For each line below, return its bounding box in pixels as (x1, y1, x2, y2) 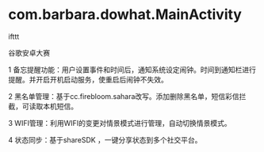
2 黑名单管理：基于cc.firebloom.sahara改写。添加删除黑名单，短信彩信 (8, 91, 239, 101)
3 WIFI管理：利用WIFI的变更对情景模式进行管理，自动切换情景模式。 (8, 118, 231, 127)
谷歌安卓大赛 (8, 47, 50, 57)
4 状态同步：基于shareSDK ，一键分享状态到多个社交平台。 (8, 135, 202, 144)
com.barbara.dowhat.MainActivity (8, 6, 242, 24)
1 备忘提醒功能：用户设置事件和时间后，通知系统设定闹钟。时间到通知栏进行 (8, 65, 256, 74)
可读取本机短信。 (21, 101, 78, 111)
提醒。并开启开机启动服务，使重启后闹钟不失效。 (8, 74, 168, 84)
